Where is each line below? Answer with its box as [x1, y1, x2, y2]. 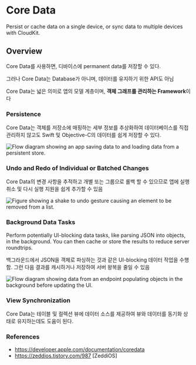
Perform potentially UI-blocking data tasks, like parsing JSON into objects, [6, 232, 186, 239]
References [6, 333, 40, 341]
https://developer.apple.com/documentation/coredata [14, 346, 145, 353]
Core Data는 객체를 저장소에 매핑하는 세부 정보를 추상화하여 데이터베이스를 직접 [6, 124, 189, 131]
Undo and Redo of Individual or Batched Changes [6, 164, 149, 172]
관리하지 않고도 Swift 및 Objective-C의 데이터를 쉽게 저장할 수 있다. [6, 132, 161, 139]
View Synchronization [6, 296, 70, 304]
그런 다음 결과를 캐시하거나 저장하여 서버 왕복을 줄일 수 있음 [13, 263, 150, 270]
